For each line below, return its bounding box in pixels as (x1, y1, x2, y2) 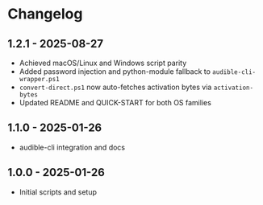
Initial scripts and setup (19, 187, 98, 197)
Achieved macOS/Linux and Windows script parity (19, 58, 187, 68)
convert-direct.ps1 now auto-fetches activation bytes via (19, 82, 212, 92)
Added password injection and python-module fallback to (19, 67, 211, 76)
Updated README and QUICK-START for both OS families (19, 98, 211, 107)
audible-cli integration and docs (19, 142, 126, 152)
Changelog (7, 5, 83, 23)
